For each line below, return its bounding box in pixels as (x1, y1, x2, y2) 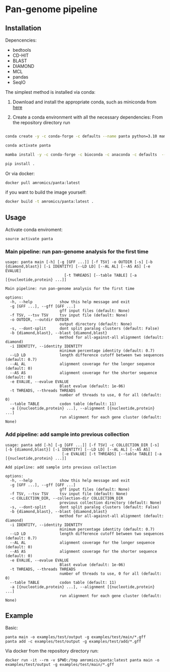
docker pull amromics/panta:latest (5, 180, 80, 185)
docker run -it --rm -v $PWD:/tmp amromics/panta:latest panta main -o (5, 658, 159, 663)
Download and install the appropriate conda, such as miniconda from (12, 99, 157, 105)
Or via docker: (5, 170, 35, 176)
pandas (12, 74, 29, 80)
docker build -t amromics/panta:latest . (5, 199, 94, 204)
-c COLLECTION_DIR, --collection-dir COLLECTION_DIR (10, 496, 123, 501)
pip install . (5, 161, 35, 166)
